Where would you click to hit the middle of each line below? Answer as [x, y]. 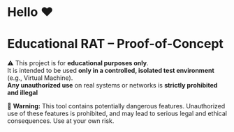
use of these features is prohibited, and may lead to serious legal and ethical [117, 114]
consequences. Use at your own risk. [61, 121]
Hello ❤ [30, 12]
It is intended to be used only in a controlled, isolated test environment [111, 71]
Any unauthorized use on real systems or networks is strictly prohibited [112, 85]
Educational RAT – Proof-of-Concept [115, 44]
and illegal [23, 93]
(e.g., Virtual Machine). [40, 78]
